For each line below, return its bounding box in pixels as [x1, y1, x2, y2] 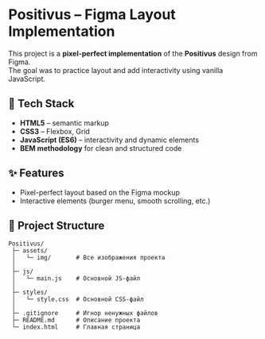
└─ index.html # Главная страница [11, 323, 141, 331]
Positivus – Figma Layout [8, 6, 177, 24]
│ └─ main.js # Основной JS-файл [11, 275, 141, 283]
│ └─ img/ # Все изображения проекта [11, 254, 166, 262]
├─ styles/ [11, 288, 48, 297]
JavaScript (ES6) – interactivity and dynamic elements [19, 135, 200, 144]
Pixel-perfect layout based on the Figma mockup [19, 187, 181, 197]
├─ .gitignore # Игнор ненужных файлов [11, 310, 158, 318]
